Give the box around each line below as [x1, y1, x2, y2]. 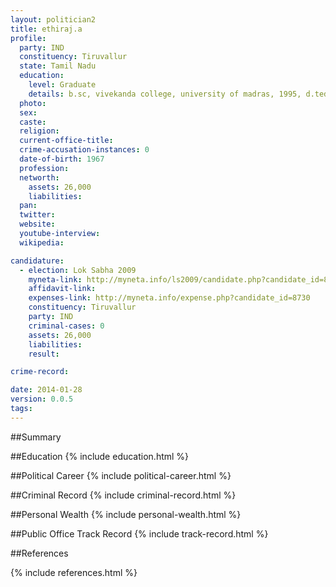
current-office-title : [19, 136, 114, 146]
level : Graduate [28, 80, 97, 90]
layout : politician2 [10, 14, 97, 25]
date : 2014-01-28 [10, 385, 83, 395]
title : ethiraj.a [10, 24, 83, 34]
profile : [10, 33, 47, 43]
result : [28, 349, 60, 359]
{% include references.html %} [10, 566, 138, 578]
